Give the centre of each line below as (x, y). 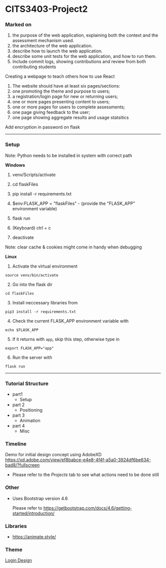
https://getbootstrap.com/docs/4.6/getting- (87, 508)
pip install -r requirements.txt (42, 193)
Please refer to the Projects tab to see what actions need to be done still (85, 475)
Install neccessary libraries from (45, 302)
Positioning (31, 410)
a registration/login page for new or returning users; (65, 96)
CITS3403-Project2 (46, 9)
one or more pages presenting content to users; (61, 102)
